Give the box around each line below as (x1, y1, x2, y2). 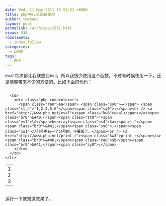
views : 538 (5, 30, 28, 35)
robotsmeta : (5, 35, 30, 40)
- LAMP (9, 49, 23, 54)
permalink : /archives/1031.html (5, 26, 72, 31)
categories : (5, 44, 30, 49)
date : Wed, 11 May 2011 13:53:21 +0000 (5, 7, 88, 12)
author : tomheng (5, 16, 39, 21)
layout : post (5, 21, 32, 26)
